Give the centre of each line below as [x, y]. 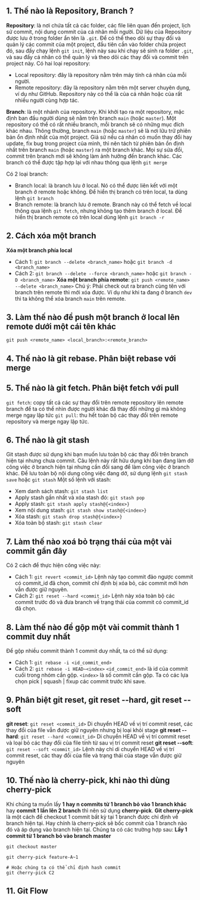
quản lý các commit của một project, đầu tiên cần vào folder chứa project [96, 44]
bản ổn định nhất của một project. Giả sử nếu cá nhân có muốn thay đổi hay [99, 137]
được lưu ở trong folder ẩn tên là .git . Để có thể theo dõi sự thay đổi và [94, 38]
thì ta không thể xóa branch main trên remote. [70, 298]
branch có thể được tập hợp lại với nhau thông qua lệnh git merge [87, 162]
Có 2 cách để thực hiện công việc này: [54, 565]
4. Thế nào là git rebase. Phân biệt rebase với [91, 358]
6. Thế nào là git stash [48, 440]
